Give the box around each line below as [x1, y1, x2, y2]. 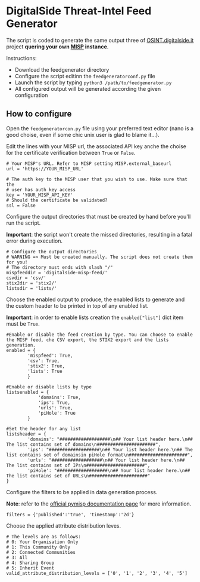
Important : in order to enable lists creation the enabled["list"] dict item [6, 314, 184, 321]
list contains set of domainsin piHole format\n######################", [6, 452, 193, 458]
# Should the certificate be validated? [6, 197, 108, 203]
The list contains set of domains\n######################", [6, 441, 161, 448]
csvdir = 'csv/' [6, 275, 46, 281]
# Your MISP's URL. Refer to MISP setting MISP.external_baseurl [6, 160, 171, 167]
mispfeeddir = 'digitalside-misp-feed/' [6, 269, 108, 275]
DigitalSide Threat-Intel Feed [6, 4, 152, 18]
